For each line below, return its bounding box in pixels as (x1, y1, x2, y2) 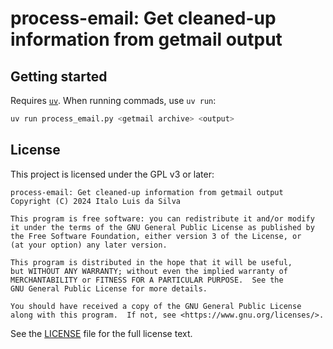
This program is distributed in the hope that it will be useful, (10, 257, 293, 267)
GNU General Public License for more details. (10, 283, 208, 294)
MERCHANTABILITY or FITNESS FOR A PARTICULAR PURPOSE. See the (10, 275, 284, 285)
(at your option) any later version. (10, 240, 168, 250)
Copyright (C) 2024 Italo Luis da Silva (10, 196, 182, 206)
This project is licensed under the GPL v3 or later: (10, 168, 215, 180)
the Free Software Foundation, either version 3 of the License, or (10, 231, 302, 241)
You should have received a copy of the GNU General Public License (10, 301, 302, 311)
